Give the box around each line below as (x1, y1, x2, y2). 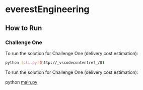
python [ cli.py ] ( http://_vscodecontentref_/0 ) (5, 60, 105, 65)
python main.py (5, 79, 38, 85)
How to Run (5, 24, 42, 32)
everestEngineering (5, 4, 90, 15)
